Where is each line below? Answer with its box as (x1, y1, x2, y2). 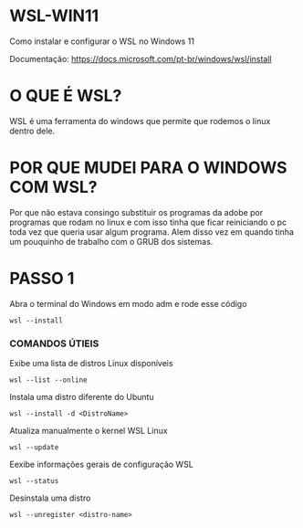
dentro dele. (9, 125, 56, 136)
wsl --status (9, 477, 59, 486)
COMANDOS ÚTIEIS (9, 337, 99, 350)
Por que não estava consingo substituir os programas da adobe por (9, 206, 264, 217)
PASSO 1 (9, 269, 75, 289)
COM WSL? (9, 177, 98, 197)
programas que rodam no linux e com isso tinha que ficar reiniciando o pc (9, 216, 287, 227)
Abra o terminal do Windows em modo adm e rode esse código (9, 298, 247, 309)
